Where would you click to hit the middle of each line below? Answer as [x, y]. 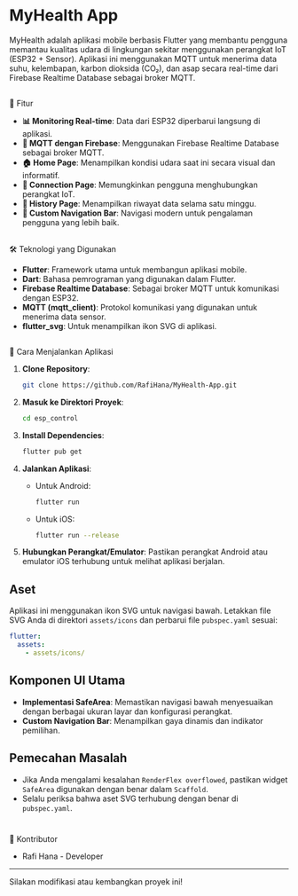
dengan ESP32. [51, 297]
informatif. [41, 176]
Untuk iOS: [55, 519]
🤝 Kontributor [33, 838]
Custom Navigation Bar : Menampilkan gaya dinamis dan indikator [142, 720]
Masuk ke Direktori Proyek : [73, 402]
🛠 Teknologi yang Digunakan [63, 248]
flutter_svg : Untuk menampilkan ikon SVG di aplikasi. [119, 326]
